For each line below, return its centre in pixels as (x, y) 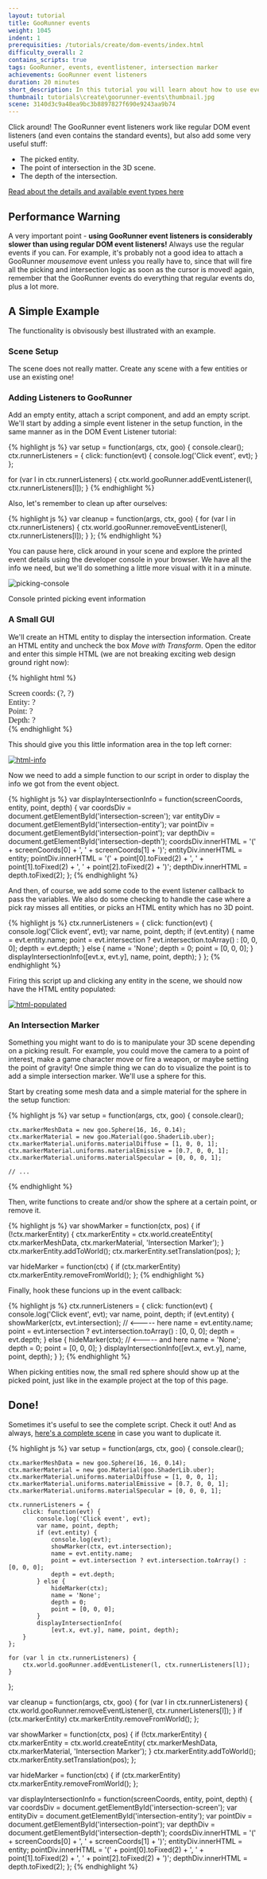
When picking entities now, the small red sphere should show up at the (124, 1371)
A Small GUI (31, 620)
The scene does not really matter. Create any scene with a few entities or (128, 369)
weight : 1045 (30, 30)
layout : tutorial (37, 16)
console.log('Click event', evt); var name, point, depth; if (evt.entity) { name (132, 931)
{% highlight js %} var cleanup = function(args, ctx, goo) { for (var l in (122, 519)
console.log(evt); (81, 1539)
